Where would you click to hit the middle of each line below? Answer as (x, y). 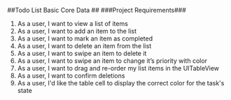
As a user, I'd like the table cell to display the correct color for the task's (121, 83)
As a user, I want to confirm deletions (71, 76)
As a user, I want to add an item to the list (77, 31)
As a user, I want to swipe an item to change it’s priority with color (112, 61)
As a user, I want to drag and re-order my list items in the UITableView (118, 68)
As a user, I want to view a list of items (72, 23)
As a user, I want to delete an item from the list (84, 46)
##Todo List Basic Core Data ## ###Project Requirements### (97, 10)
